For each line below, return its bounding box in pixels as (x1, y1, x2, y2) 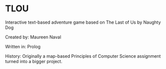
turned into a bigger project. (5, 58, 63, 64)
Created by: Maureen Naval (5, 34, 61, 40)
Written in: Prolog (5, 43, 41, 49)
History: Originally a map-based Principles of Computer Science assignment (5, 53, 161, 59)
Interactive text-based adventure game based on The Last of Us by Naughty (5, 19, 161, 25)
